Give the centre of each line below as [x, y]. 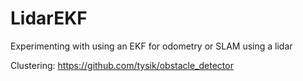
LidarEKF [49, 18]
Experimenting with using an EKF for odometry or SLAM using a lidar [151, 46]
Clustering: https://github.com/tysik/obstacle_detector [122, 65]
